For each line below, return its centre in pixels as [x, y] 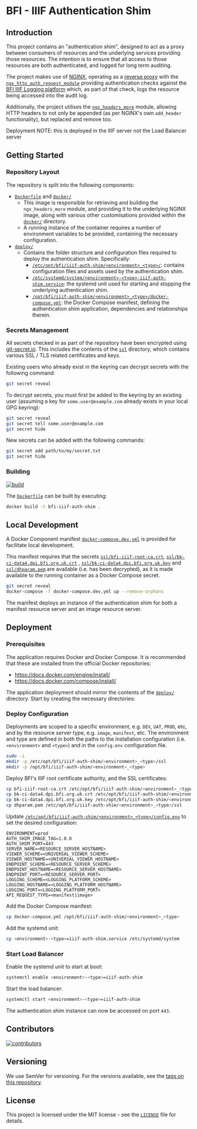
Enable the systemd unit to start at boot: [55, 967]
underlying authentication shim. [70, 290]
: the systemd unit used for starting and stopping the [127, 284]
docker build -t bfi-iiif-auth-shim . [53, 506]
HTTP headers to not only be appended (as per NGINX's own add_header [94, 113]
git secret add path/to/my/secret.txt [53, 451]
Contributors [30, 1029]
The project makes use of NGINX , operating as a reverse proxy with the [92, 77]
